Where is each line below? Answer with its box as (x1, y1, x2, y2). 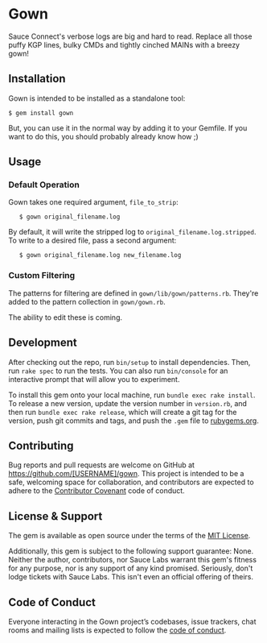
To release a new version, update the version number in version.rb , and (8, 398, 248, 408)
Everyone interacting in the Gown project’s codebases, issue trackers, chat (8, 616, 257, 626)
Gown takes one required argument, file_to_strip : (8, 197, 179, 207)
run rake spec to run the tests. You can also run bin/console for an (8, 366, 228, 375)
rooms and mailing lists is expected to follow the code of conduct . (8, 625, 227, 635)
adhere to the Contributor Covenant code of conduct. (8, 486, 185, 496)
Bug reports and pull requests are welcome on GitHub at (8, 460, 195, 470)
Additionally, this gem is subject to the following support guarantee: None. (8, 546, 254, 556)
